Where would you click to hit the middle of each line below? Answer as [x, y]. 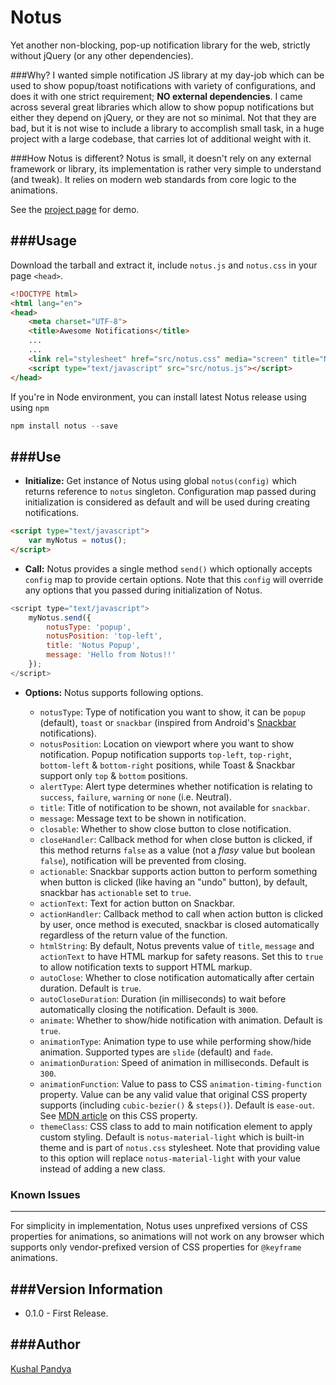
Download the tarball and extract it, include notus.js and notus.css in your [164, 265]
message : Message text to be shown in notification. [143, 818]
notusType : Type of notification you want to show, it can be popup [172, 712]
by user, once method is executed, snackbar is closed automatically [179, 924]
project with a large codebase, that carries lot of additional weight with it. [161, 138]
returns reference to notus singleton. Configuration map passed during [170, 492]
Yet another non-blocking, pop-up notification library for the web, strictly [160, 45]
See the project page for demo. [75, 209]
